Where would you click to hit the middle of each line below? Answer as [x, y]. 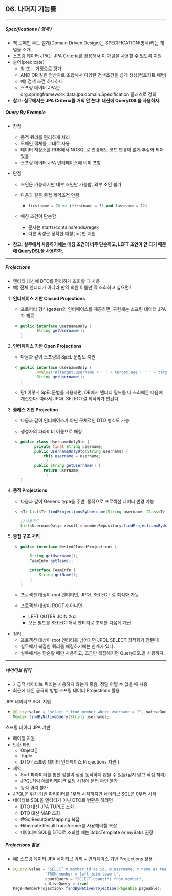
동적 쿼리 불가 [34, 788]
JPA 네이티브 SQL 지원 [28, 702]
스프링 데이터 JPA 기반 [28, 727]
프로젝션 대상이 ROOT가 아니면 [51, 606]
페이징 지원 [24, 738]
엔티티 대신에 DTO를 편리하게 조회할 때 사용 [56, 281]
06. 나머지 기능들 [31, 9]
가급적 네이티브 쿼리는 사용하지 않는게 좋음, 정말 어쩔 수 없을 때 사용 [80, 684]
